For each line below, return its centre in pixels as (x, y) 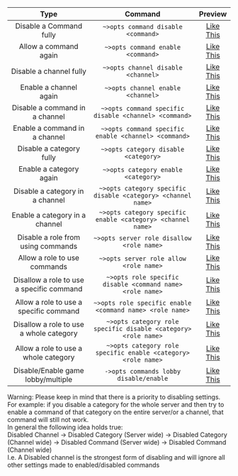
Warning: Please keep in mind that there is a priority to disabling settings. (114, 397)
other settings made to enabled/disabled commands (84, 465)
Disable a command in (49, 108)
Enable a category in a (49, 215)
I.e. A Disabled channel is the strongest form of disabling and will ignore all (116, 457)
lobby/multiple (49, 379)
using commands (49, 246)
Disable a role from (49, 237)
